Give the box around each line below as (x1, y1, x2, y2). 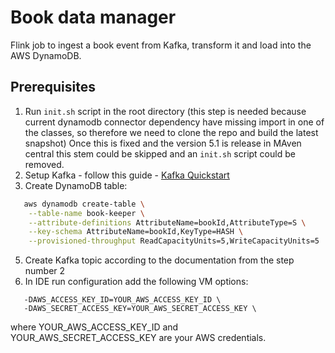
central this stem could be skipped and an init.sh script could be (24, 147, 296, 160)
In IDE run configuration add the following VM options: (24, 276, 249, 288)
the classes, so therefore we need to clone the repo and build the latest (24, 126, 319, 138)
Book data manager (10, 6, 177, 29)
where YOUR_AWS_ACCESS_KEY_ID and (10, 321, 179, 333)
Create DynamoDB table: (24, 179, 128, 191)
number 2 (24, 265, 66, 277)
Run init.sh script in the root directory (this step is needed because (24, 105, 307, 117)
